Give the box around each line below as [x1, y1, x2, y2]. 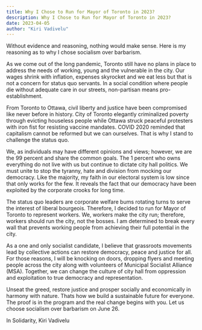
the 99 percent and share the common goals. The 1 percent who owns [6, 155, 181, 162]
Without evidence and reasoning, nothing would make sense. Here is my [6, 42, 186, 50]
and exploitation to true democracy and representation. [6, 274, 144, 282]
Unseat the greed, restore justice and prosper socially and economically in [6, 286, 191, 293]
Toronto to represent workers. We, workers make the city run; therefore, [6, 211, 185, 218]
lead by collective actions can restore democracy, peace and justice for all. [6, 248, 192, 256]
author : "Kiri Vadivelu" [6, 25, 69, 32]
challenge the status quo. [6, 137, 69, 144]
